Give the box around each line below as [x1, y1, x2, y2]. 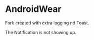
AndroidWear [5, 3, 62, 15]
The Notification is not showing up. [5, 29, 77, 35]
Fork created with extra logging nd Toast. [5, 20, 89, 26]
